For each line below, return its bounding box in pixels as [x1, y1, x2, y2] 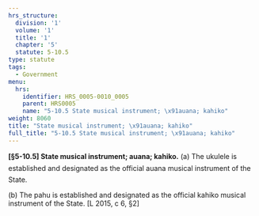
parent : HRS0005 [22, 100, 77, 108]
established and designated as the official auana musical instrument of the [8, 163, 251, 172]
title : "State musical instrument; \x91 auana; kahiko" [8, 122, 193, 130]
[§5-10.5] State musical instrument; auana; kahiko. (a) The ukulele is [8, 151, 238, 161]
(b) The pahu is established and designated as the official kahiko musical [8, 190, 246, 199]
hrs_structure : [8, 11, 59, 20]
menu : [8, 78, 26, 85]
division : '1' [15, 19, 62, 27]
